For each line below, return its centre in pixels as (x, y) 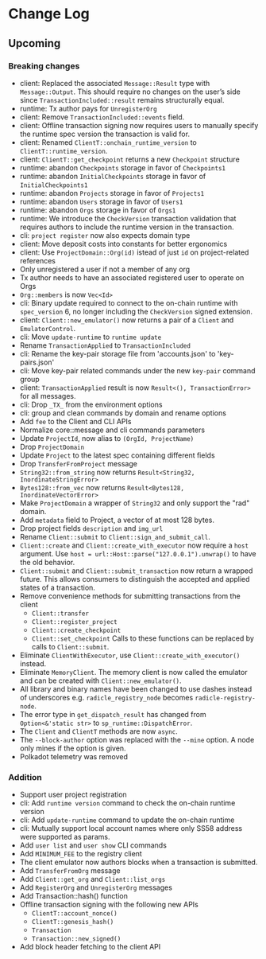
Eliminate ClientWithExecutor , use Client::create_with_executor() (130, 655)
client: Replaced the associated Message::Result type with (115, 83)
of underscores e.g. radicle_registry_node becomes (106, 697)
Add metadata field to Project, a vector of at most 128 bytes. (117, 520)
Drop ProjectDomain (52, 446)
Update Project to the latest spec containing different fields (118, 455)
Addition (25, 777)
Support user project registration (73, 795)
